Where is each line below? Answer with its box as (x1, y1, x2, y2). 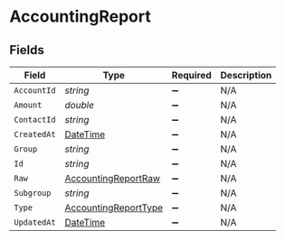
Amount (14, 100, 43, 110)
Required (171, 69, 213, 81)
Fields (9, 42, 45, 58)
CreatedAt (14, 129, 56, 139)
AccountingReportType (64, 201, 164, 214)
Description (220, 69, 272, 81)
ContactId (14, 115, 56, 125)
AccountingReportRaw (64, 172, 161, 184)
